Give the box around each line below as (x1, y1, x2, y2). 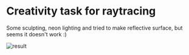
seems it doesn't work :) (6, 30, 67, 37)
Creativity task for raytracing (6, 4, 156, 18)
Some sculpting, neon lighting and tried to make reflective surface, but (6, 24, 183, 31)
